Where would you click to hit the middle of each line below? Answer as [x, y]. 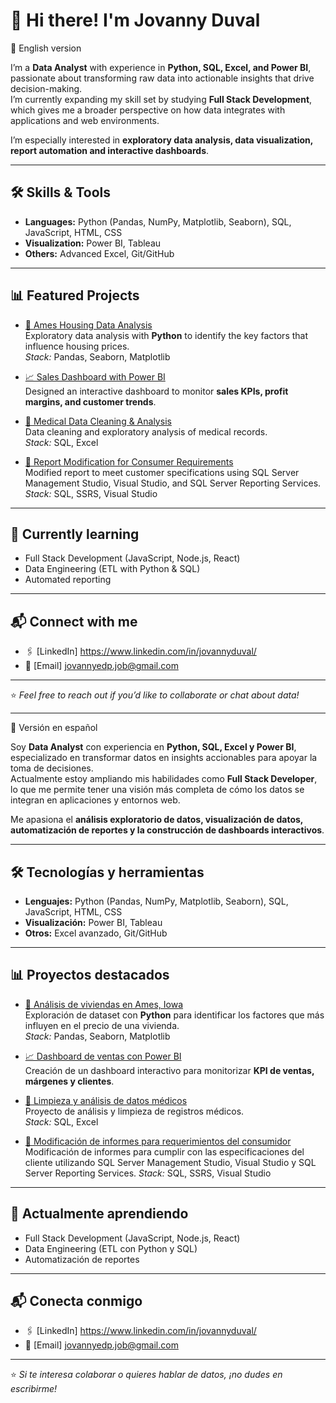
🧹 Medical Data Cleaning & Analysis [98, 421]
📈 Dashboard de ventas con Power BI [103, 1056]
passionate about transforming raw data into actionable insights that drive [162, 78]
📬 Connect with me [74, 621]
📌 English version [46, 48]
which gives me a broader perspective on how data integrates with [148, 110]
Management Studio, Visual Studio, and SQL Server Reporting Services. [173, 483]
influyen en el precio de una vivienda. [102, 1025]
